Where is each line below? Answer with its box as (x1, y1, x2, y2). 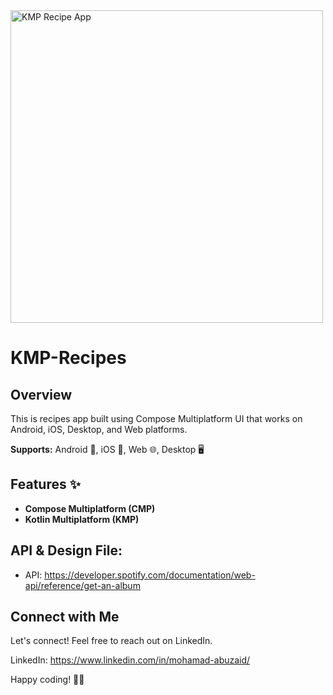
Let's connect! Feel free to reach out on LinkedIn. (10, 635, 213, 647)
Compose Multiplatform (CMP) (24, 502, 156, 514)
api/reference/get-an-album (24, 579, 141, 591)
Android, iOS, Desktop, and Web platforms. (10, 424, 188, 435)
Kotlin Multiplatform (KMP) (24, 513, 140, 525)
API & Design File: (10, 542, 123, 559)
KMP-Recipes (10, 347, 127, 369)
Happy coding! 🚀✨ (10, 674, 85, 686)
